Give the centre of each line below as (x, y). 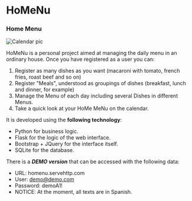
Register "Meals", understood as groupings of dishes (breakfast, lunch (100, 83)
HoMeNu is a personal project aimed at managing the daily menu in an (92, 53)
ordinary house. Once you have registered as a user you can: (80, 59)
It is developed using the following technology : (64, 120)
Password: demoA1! (39, 186)
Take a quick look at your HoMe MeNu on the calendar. (82, 108)
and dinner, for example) (45, 90)
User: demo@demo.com (45, 179)
